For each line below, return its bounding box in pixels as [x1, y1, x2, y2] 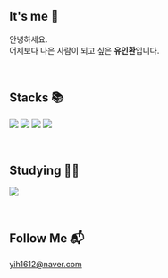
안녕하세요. [9, 33, 48, 45]
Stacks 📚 [9, 91, 64, 106]
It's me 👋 [9, 9, 60, 24]
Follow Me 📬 [9, 230, 85, 246]
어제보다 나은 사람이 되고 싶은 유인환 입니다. [9, 45, 160, 56]
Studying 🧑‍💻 [9, 163, 80, 178]
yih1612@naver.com [9, 259, 82, 270]
